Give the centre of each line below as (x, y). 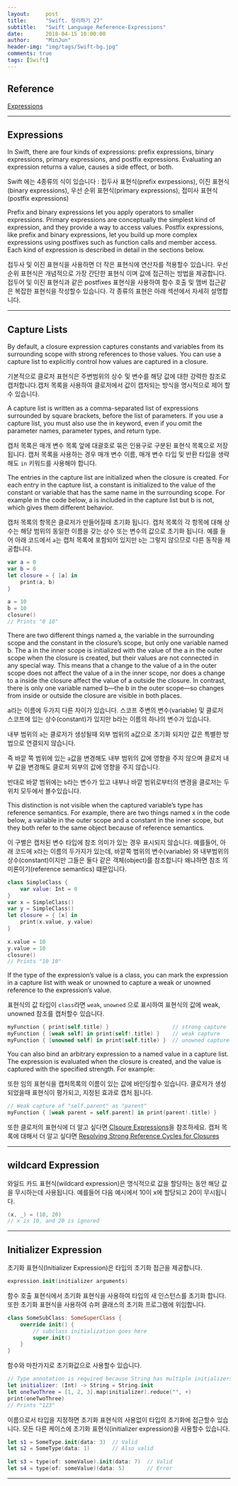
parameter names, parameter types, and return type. (84, 431)
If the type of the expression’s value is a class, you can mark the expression (118, 975)
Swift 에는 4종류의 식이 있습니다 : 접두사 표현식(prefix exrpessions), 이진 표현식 (119, 182)
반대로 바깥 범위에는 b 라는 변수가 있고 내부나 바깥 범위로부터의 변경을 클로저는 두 (119, 782)
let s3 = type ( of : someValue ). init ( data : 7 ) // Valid (90, 1462)
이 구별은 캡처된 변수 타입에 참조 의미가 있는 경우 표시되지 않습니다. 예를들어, (113, 842)
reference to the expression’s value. (59, 990)
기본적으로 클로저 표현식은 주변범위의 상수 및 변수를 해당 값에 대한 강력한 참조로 (117, 376)
